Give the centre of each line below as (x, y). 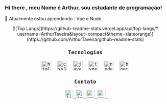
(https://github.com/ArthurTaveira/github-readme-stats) (85, 39)
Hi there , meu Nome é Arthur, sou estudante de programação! (83, 8)
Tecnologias (85, 53)
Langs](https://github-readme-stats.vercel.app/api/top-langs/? (92, 29)
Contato (85, 82)
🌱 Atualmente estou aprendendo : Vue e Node (53, 19)
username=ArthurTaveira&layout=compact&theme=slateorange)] (85, 34)
